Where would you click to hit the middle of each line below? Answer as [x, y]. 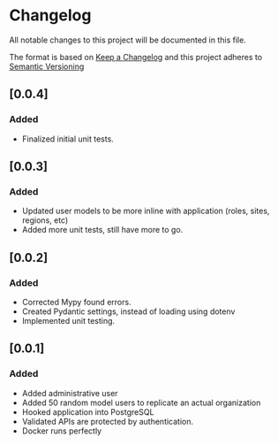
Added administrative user [70, 393]
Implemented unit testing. [68, 321]
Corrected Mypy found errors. [76, 302]
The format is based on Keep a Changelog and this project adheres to [136, 57]
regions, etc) [45, 220]
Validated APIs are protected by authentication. [108, 421]
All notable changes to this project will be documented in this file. [128, 40]
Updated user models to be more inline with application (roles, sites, [146, 211]
